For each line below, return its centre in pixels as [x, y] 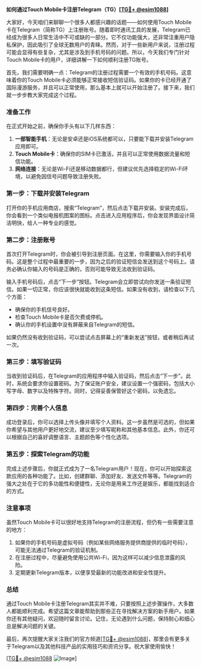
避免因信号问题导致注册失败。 [68, 176]
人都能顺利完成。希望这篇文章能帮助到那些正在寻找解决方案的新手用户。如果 [100, 611]
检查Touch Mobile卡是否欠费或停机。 [60, 317]
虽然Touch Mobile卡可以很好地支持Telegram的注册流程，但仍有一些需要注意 [100, 522]
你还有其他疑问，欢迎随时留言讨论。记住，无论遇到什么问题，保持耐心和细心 [100, 619]
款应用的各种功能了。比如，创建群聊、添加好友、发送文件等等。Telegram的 [99, 476]
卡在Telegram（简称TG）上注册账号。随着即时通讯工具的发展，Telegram [96, 30]
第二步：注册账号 [31, 239]
